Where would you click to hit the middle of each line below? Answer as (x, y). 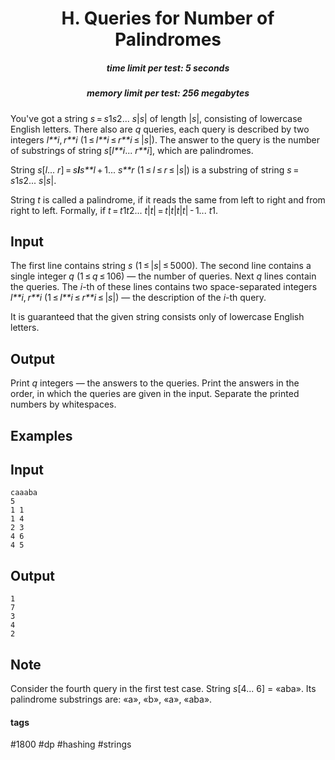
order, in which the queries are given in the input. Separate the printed (155, 394)
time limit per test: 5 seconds (168, 68)
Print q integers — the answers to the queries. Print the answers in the (155, 383)
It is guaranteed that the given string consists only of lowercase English (157, 317)
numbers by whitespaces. (63, 404)
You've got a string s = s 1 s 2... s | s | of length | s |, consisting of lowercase (156, 118)
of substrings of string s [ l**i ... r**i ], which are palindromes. (132, 150)
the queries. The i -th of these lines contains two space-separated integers (164, 287)
